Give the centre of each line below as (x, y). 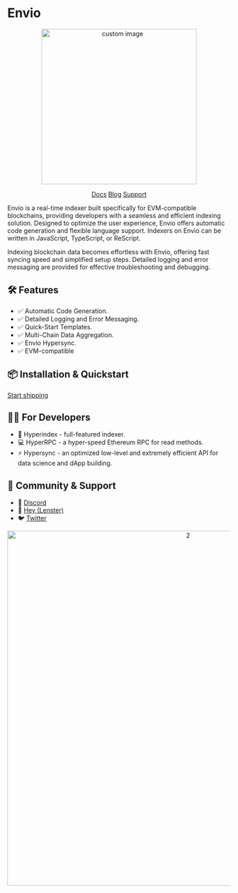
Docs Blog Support (119, 194)
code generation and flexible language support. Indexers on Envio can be (114, 230)
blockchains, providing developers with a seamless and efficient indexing (114, 215)
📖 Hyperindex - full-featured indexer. (71, 434)
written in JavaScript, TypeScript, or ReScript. (74, 238)
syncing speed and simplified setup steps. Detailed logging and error (108, 259)
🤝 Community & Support (62, 485)
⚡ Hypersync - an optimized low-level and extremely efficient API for (118, 453)
